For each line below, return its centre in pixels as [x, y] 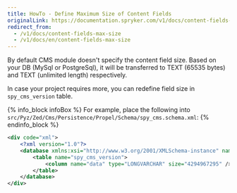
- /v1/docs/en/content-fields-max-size [72, 40]
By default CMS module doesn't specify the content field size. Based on [112, 60]
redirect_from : [30, 27]
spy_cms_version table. [40, 96]
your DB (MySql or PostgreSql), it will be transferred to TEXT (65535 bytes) [116, 68]
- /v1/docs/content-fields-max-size [67, 33]
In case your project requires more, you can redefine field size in [101, 89]
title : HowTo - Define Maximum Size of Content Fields [90, 14]
